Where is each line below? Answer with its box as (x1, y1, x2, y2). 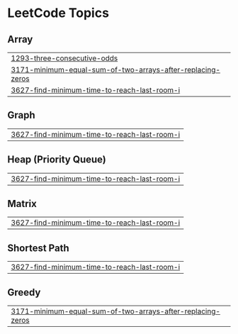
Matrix (7, 198, 37, 210)
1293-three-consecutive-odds (11, 53, 118, 63)
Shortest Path (7, 242, 69, 254)
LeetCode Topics (7, 5, 110, 21)
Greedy (7, 286, 41, 299)
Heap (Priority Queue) (7, 154, 106, 166)
